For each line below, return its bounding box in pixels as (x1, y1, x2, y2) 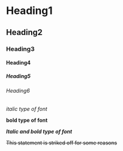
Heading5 (6, 72, 31, 79)
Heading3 (6, 45, 35, 53)
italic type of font (6, 105, 48, 112)
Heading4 (6, 59, 31, 66)
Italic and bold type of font (6, 128, 72, 135)
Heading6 (6, 87, 30, 94)
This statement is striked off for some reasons (6, 139, 117, 146)
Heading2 (6, 27, 43, 37)
